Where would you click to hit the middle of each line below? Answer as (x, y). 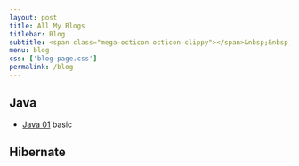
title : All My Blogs (48, 26)
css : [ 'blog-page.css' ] (53, 59)
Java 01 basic (47, 124)
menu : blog (29, 51)
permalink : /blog (41, 67)
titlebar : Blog (37, 34)
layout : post (33, 17)
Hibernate (38, 152)
